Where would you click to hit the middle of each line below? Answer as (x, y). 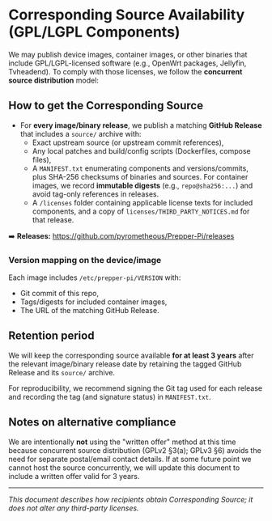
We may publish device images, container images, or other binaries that (128, 54)
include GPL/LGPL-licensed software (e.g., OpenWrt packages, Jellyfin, (127, 63)
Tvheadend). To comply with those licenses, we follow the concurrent (125, 71)
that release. (53, 219)
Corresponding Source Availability (127, 15)
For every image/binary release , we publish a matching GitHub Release (141, 125)
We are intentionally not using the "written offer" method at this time (122, 442)
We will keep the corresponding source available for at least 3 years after (131, 355)
